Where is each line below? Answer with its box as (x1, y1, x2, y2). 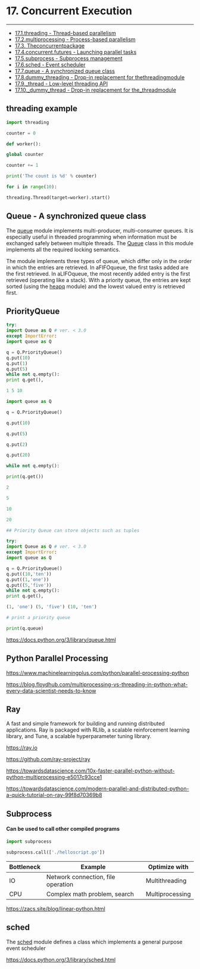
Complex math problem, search (46, 890, 135, 898)
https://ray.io (6, 744, 37, 751)
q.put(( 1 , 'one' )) (6, 576, 49, 583)
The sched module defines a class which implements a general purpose (6, 938, 183, 945)
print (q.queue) (6, 625, 44, 632)
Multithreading (145, 876, 187, 884)
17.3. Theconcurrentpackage (14, 42, 85, 49)
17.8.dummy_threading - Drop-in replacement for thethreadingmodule (14, 73, 185, 81)
